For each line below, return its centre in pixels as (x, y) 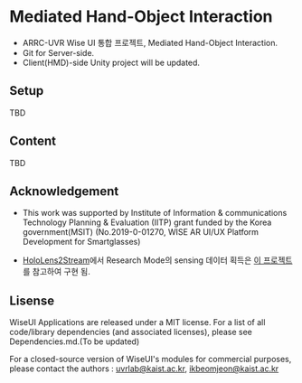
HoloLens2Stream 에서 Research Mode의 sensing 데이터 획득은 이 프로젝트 (157, 260)
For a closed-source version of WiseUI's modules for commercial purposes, (151, 360)
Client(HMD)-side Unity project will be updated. (111, 62)
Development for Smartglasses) (81, 242)
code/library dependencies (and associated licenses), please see (131, 332)
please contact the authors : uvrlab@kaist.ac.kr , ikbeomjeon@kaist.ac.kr (144, 369)
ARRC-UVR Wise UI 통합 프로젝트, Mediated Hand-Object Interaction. (150, 42)
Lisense (32, 300)
